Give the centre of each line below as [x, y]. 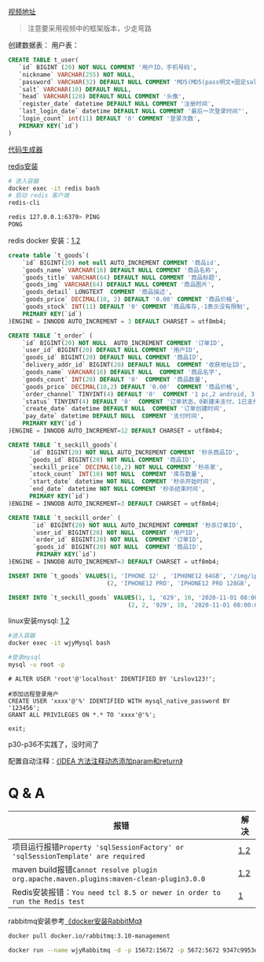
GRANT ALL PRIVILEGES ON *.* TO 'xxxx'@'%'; [82, 715]
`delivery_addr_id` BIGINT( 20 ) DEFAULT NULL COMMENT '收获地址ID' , [134, 365]
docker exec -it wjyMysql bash [59, 643]
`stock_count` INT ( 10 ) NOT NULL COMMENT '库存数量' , [116, 474]
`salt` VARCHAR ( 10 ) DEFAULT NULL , [75, 89]
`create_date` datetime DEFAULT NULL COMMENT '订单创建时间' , [124, 409]
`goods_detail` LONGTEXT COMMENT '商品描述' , [97, 292]
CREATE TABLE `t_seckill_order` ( [65, 518]
